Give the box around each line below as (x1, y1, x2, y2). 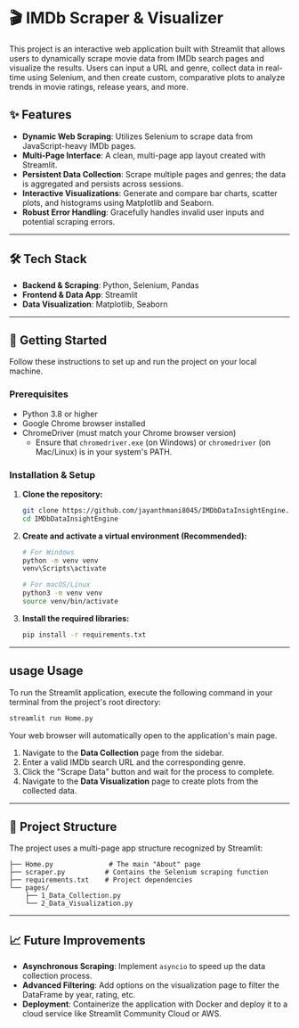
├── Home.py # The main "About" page (9, 860, 201, 869)
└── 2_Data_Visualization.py (25, 899, 133, 909)
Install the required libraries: (21, 613, 130, 623)
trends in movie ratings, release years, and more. (9, 81, 189, 92)
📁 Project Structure (9, 818, 117, 835)
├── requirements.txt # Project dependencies (9, 876, 193, 884)
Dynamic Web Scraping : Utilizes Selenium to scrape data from (21, 131, 254, 142)
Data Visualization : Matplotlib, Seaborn (21, 299, 168, 309)
